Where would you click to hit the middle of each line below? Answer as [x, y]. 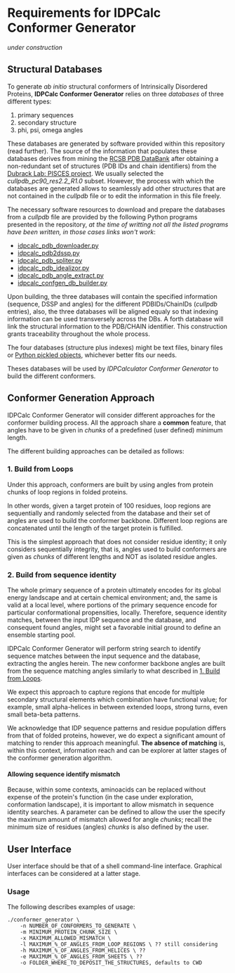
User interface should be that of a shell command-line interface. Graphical [115, 866]
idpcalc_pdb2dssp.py [48, 253]
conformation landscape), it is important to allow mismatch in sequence [110, 805]
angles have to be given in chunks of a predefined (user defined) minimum [115, 430]
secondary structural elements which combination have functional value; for [117, 700]
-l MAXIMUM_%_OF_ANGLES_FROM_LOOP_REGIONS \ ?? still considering [119, 945]
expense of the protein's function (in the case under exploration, [100, 797]
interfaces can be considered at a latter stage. [74, 874]
